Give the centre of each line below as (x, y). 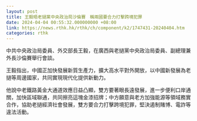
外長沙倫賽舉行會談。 (32, 58)
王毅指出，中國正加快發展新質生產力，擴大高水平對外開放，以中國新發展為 (96, 70)
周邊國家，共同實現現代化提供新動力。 (62, 78)
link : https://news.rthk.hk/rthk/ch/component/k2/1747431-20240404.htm (95, 28)
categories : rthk (27, 33)
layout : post (22, 11)
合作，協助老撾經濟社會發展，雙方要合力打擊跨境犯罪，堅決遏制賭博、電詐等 (98, 105)
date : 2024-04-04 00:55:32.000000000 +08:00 (61, 22)
